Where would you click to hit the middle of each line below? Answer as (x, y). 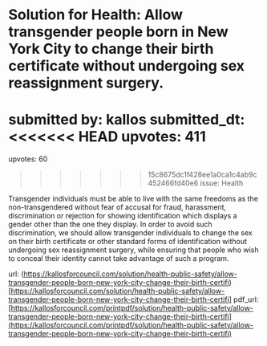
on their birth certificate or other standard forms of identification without (127, 242)
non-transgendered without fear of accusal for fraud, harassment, (117, 207)
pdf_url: (246, 299)
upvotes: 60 (28, 159)
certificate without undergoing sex (126, 66)
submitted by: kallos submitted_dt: (127, 120)
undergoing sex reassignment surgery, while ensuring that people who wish (133, 250)
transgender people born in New (118, 32)
